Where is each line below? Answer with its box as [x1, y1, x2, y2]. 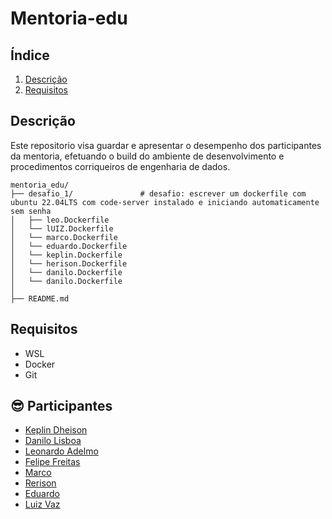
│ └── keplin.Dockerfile [10, 250, 123, 260]
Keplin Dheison [24, 424, 88, 436]
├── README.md [10, 293, 70, 304]
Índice [10, 47, 50, 64]
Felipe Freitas [24, 456, 81, 468]
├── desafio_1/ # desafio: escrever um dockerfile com [10, 188, 307, 199]
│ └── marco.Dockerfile [10, 232, 118, 242]
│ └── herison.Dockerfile [10, 258, 128, 269]
